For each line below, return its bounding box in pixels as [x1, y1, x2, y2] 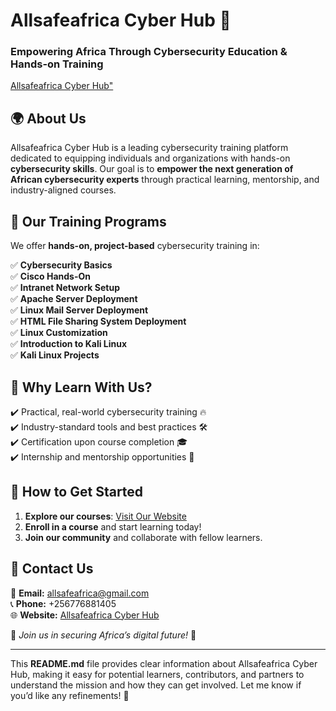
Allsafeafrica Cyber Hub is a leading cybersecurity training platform [10, 142, 289, 154]
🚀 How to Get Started [10, 484, 144, 501]
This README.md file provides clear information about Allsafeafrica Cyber [10, 657, 318, 669]
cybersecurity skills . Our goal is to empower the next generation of [10, 163, 294, 175]
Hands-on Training [10, 57, 104, 71]
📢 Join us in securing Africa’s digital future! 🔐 [10, 629, 197, 641]
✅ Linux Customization [10, 327, 108, 339]
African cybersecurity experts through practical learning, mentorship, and [10, 174, 320, 186]
